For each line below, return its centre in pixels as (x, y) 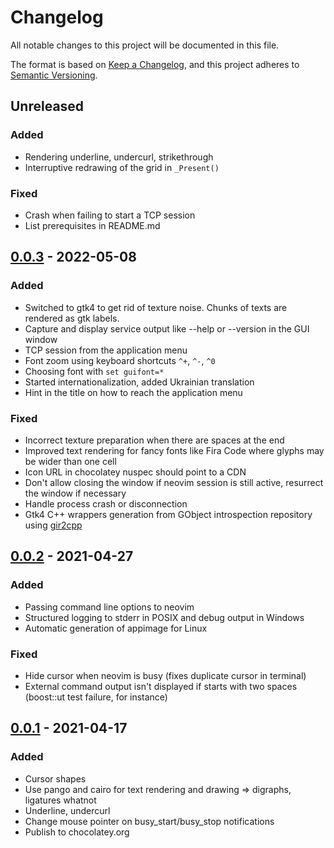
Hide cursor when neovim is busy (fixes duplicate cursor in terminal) (165, 675)
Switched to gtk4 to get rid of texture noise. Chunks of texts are (156, 307)
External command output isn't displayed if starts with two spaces (161, 686)
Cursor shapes (55, 778)
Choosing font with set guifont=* (94, 371)
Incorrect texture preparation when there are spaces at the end (154, 440)
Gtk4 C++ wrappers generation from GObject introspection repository (168, 514)
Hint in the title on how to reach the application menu (133, 392)
